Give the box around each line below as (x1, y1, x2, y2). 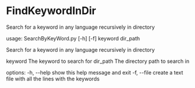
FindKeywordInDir (6, 4, 96, 18)
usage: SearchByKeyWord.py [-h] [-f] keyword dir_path (6, 35, 140, 42)
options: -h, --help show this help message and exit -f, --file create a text (6, 69, 183, 76)
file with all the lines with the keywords (6, 75, 100, 82)
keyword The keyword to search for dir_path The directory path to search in (6, 57, 190, 65)
